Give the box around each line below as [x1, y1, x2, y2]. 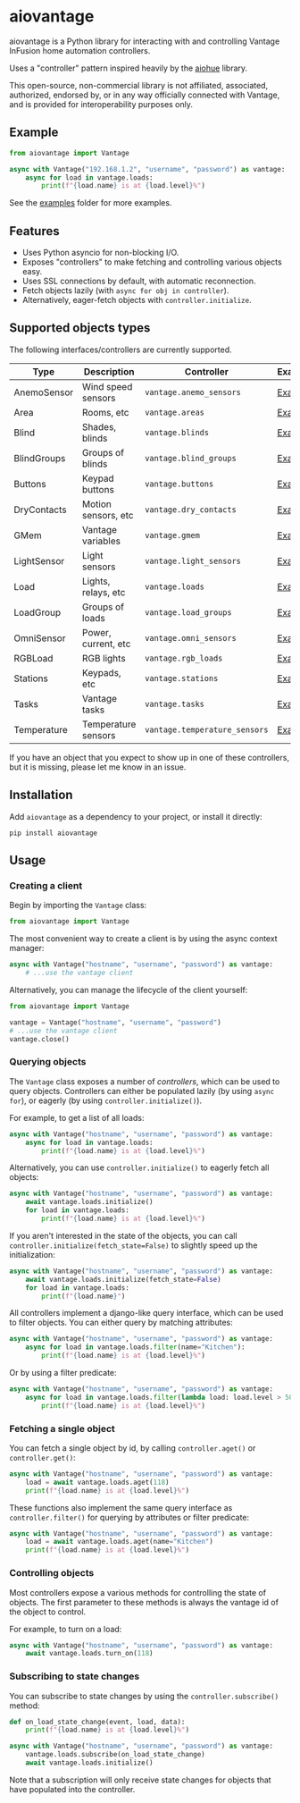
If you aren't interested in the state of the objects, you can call [9, 1230, 238, 1241]
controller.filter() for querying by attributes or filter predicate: [9, 1512, 250, 1522]
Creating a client [9, 880, 83, 891]
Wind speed [81, 380, 133, 392]
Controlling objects [9, 1567, 95, 1580]
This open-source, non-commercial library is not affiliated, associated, [9, 80, 269, 90]
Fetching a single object [9, 1422, 116, 1435]
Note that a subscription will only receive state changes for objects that [9, 1774, 271, 1785]
